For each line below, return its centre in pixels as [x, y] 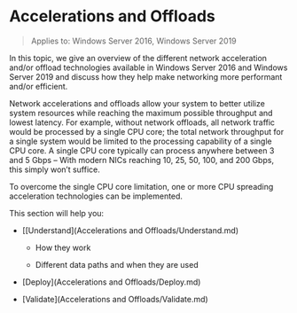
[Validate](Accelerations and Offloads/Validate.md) [115, 299]
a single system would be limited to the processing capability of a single [141, 141]
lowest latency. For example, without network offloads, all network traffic [142, 122]
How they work [63, 247]
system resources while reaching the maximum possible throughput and [141, 113]
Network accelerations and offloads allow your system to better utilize [137, 103]
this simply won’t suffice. [55, 169]
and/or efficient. [39, 86]
